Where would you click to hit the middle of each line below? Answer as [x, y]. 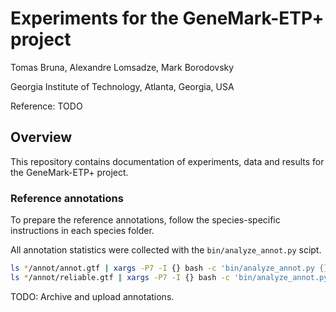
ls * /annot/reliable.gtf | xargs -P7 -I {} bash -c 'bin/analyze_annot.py [169, 277]
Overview [41, 137]
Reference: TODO [46, 106]
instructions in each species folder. [82, 231]
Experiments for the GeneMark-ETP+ [167, 18]
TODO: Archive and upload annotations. [92, 296]
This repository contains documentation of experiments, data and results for [167, 161]
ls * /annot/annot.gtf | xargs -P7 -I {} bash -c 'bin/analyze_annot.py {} [169, 268]
